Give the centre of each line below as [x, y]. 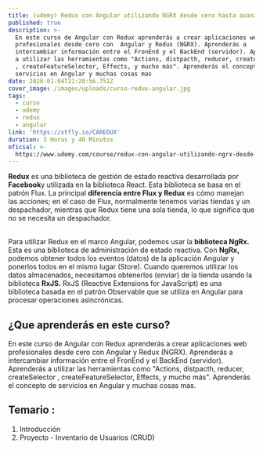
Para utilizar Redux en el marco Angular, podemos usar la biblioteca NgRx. [129, 242]
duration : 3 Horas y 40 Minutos [61, 139]
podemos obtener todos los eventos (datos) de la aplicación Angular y [121, 258]
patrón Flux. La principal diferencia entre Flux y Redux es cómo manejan [126, 193]
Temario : [32, 410]
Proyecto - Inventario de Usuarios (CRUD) [87, 437]
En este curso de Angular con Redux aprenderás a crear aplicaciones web [128, 344]
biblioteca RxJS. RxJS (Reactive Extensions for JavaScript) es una [115, 284]
